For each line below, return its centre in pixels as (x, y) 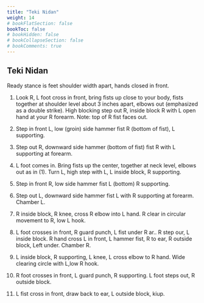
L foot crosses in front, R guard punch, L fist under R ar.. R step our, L (103, 232)
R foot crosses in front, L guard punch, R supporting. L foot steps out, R (105, 275)
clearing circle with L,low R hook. (57, 263)
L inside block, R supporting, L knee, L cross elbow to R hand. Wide (100, 257)
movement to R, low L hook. (51, 220)
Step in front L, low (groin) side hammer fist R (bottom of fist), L (95, 128)
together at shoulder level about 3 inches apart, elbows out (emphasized (107, 104)
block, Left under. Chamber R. (53, 245)
